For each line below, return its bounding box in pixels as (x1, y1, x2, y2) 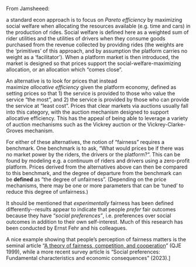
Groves (6, 127, 23, 134)
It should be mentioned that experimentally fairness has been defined (6, 200, 174, 207)
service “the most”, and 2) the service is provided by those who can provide (6, 96, 190, 103)
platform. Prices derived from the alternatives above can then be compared (6, 163, 188, 170)
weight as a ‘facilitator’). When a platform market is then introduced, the (6, 54, 180, 60)
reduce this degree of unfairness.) (6, 189, 89, 195)
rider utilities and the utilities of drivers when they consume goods (6, 35, 166, 42)
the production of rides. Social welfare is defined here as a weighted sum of (6, 29, 189, 36)
